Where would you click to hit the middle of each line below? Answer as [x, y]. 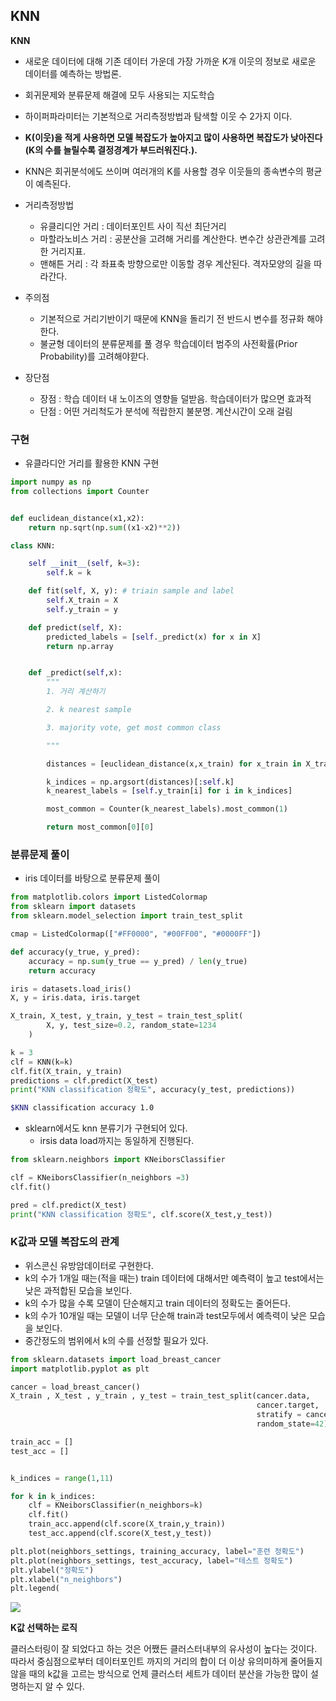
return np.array [80, 646]
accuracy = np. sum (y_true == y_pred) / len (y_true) [138, 961]
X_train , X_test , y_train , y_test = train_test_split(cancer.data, [160, 1396]
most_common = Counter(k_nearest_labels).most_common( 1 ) [167, 809]
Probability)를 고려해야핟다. [94, 356]
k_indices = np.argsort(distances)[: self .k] [140, 782]
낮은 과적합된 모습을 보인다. [78, 1290]
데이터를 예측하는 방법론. [73, 73]
